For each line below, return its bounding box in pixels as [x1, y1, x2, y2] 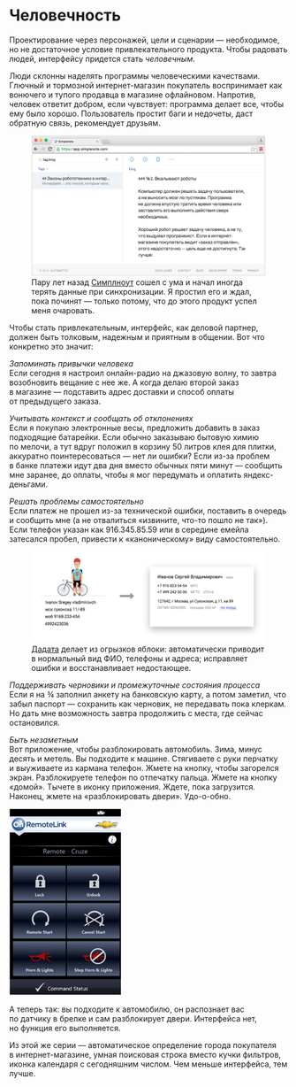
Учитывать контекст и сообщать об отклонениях [9, 412, 194, 423]
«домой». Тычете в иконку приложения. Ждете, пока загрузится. [9, 781, 256, 792]
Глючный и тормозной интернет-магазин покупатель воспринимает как [9, 80, 283, 90]
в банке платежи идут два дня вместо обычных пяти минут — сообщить [9, 459, 283, 470]
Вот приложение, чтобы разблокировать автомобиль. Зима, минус [9, 744, 263, 754]
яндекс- [243, 469, 274, 480]
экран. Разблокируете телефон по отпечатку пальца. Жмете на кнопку [9, 772, 277, 782]
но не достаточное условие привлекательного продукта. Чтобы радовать [9, 43, 288, 54]
